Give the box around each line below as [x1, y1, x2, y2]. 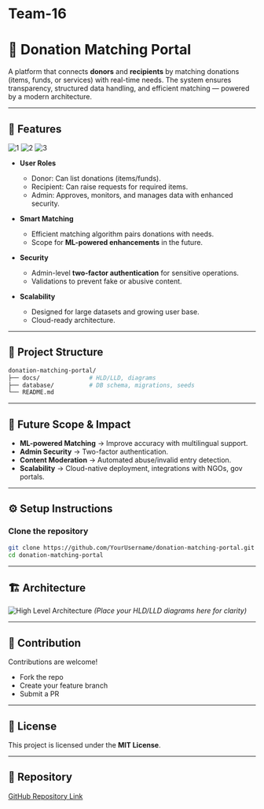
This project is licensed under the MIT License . [8, 740, 161, 749]
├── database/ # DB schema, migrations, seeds [8, 381, 195, 389]
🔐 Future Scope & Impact [8, 417, 131, 431]
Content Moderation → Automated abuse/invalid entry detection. [19, 455, 232, 465]
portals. [19, 472, 45, 481]
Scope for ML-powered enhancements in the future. [31, 237, 203, 247]
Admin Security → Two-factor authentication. [19, 447, 169, 457]
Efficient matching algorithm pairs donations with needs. [31, 229, 214, 239]
